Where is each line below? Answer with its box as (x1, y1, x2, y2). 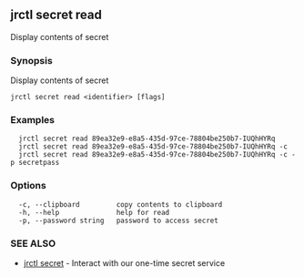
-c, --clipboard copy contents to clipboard (18, 200, 223, 209)
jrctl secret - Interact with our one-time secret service (23, 258, 226, 268)
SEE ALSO (10, 237, 56, 250)
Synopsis (10, 54, 53, 67)
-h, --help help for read (18, 208, 170, 217)
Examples (10, 114, 56, 127)
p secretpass (10, 159, 60, 168)
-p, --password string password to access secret (18, 216, 219, 225)
